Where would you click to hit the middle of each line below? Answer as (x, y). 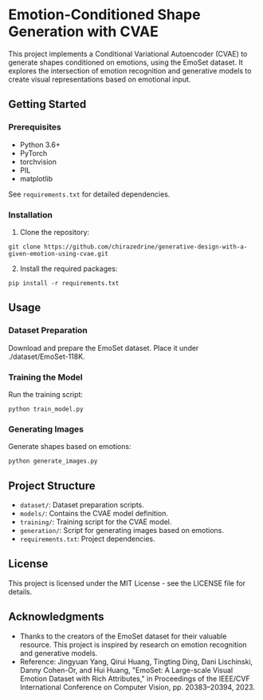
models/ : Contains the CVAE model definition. (94, 514)
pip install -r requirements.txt (64, 283)
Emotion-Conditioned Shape (104, 15)
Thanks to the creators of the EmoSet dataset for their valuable (123, 636)
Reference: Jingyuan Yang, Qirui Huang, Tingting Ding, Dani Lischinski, (136, 662)
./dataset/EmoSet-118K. (47, 356)
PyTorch (33, 153)
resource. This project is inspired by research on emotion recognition (133, 644)
